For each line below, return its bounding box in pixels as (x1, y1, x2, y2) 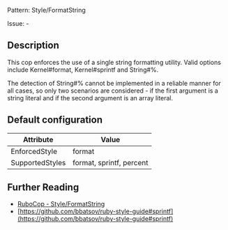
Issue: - (7, 20, 29, 27)
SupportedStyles (10, 158, 66, 167)
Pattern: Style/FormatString (7, 6, 86, 14)
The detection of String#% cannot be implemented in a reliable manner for (7, 79, 222, 87)
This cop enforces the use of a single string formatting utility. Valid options (7, 58, 222, 66)
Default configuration (7, 114, 103, 126)
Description (7, 40, 59, 52)
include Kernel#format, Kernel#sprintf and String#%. (7, 66, 159, 74)
